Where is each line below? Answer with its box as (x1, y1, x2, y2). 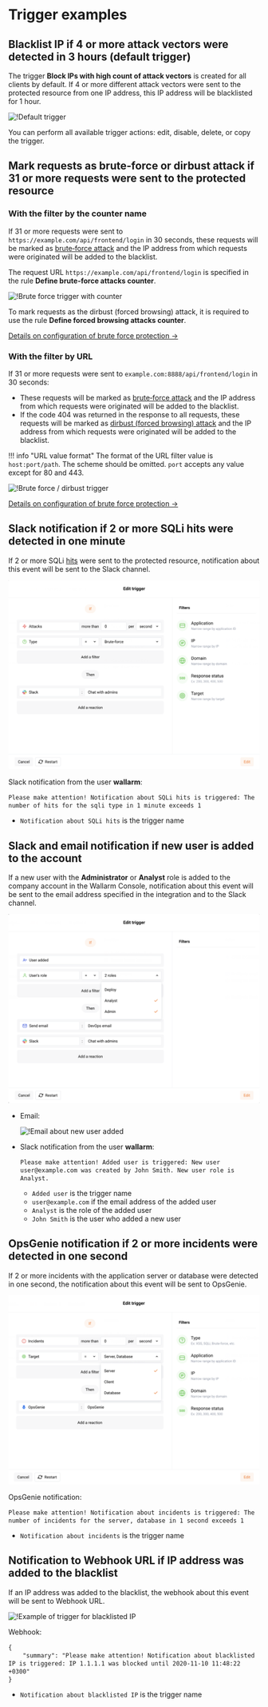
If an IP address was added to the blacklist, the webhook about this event (8, 1587, 250, 1597)
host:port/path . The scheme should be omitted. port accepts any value (8, 459, 245, 469)
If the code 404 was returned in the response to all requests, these (19, 409, 240, 419)
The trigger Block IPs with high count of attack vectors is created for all (8, 71, 247, 81)
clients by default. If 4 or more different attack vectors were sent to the (8, 80, 242, 89)
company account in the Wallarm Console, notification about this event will (8, 881, 254, 891)
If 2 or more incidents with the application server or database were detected (8, 1270, 259, 1280)
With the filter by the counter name (8, 208, 148, 219)
